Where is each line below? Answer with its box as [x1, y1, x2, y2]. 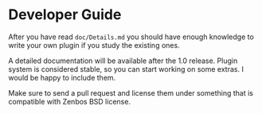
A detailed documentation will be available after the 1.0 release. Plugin [8, 56, 238, 65]
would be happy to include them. [8, 73, 116, 82]
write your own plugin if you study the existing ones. [8, 40, 181, 49]
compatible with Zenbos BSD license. [8, 96, 131, 106]
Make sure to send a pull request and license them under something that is [8, 88, 253, 97]
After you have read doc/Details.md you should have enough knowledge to [8, 32, 255, 41]
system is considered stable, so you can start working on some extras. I [8, 64, 244, 73]
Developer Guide [8, 6, 122, 24]
